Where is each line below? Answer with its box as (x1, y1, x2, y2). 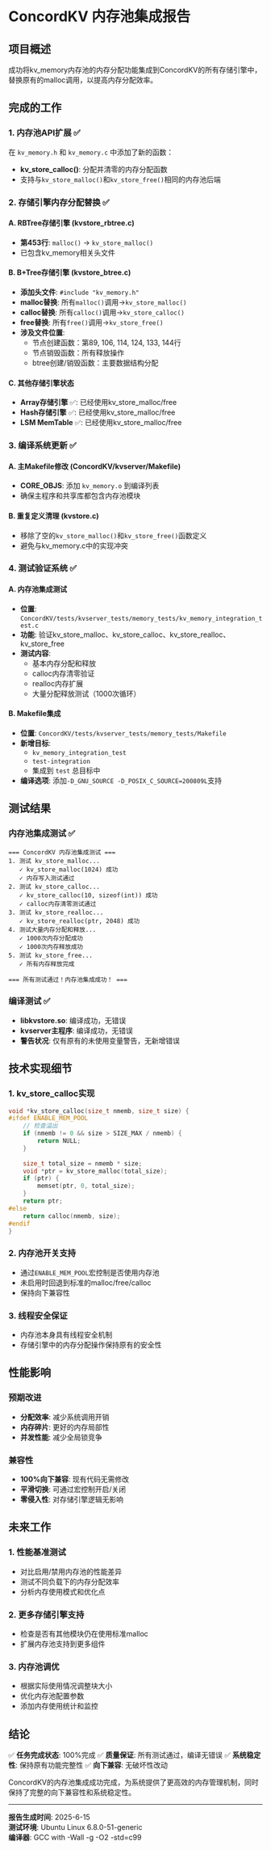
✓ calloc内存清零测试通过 (19, 900, 97, 908)
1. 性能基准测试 (8, 1547, 67, 1558)
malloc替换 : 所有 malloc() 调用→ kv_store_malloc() (19, 297, 187, 307)
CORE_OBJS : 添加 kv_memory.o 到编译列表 (19, 481, 160, 491)
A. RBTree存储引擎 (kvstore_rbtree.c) (8, 218, 135, 228)
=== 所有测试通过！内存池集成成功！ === (8, 976, 127, 984)
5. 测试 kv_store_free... (8, 951, 93, 959)
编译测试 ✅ (8, 996, 51, 1007)
